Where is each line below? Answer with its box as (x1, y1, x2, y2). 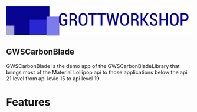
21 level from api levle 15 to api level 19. (6, 74, 101, 82)
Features (6, 95, 51, 108)
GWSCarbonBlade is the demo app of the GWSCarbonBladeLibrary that (6, 62, 180, 69)
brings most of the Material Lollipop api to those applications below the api (6, 69, 188, 76)
